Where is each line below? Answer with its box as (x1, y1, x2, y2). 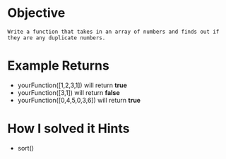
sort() (17, 144, 34, 152)
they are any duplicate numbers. (7, 34, 106, 42)
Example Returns (7, 58, 109, 74)
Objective (7, 5, 66, 21)
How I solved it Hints (7, 121, 130, 136)
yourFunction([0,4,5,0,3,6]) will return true (17, 96, 141, 104)
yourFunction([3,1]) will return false (17, 88, 120, 96)
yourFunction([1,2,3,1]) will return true (17, 81, 127, 89)
